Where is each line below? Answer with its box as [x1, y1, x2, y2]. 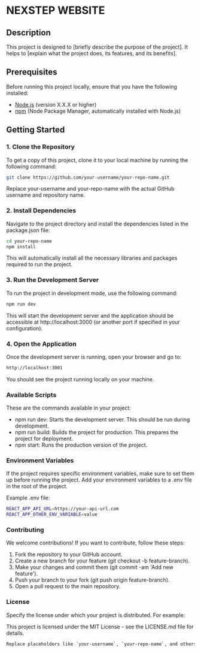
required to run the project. [6, 261, 73, 268]
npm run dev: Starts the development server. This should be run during [14, 416, 190, 423]
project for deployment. [14, 435, 74, 443]
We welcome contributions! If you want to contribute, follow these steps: [6, 539, 185, 546]
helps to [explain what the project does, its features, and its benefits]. [6, 50, 178, 57]
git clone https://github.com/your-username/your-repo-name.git [6, 174, 170, 180]
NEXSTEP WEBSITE [6, 4, 105, 17]
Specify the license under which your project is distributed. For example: [6, 611, 185, 618]
